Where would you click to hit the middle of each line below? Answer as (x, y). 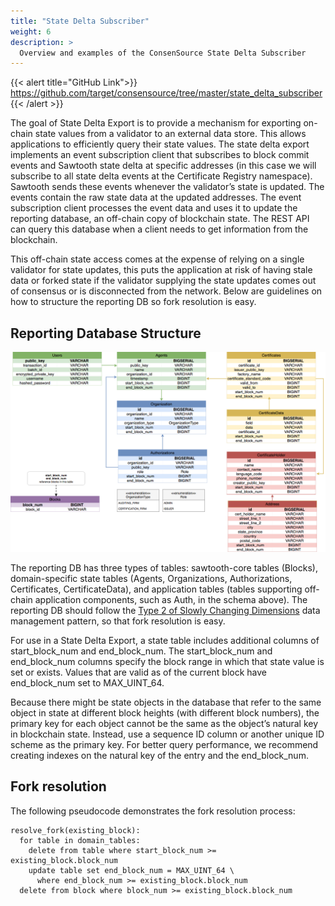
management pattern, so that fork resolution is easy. (118, 621)
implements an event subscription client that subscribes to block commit (160, 155)
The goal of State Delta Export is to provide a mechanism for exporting (156, 123)
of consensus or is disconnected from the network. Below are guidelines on (166, 291)
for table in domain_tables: (80, 840)
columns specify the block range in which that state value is (201, 661)
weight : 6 (31, 31)
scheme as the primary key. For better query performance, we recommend (164, 744)
